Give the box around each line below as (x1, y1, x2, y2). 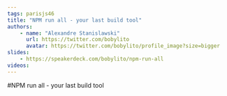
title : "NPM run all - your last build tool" (7, 17, 142, 24)
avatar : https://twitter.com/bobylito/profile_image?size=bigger (25, 42, 220, 49)
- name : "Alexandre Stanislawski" (20, 29, 120, 37)
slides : (7, 49, 30, 56)
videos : (7, 62, 30, 69)
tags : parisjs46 (7, 10, 54, 17)
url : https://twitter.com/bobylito (25, 36, 130, 43)
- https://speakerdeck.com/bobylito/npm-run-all (20, 56, 164, 63)
